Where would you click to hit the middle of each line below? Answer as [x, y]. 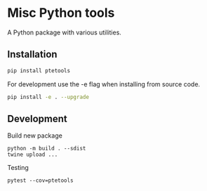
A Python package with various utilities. [64, 32]
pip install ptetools [39, 71]
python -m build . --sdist [47, 149]
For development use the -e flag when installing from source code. [104, 84]
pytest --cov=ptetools [40, 180]
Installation [32, 54]
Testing [18, 168]
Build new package [35, 136]
